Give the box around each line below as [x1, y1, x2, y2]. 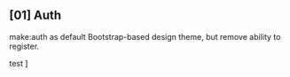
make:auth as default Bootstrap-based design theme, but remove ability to [9, 31, 281, 42]
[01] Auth [9, 8, 62, 23]
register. [9, 41, 40, 51]
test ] [9, 58, 28, 68]
